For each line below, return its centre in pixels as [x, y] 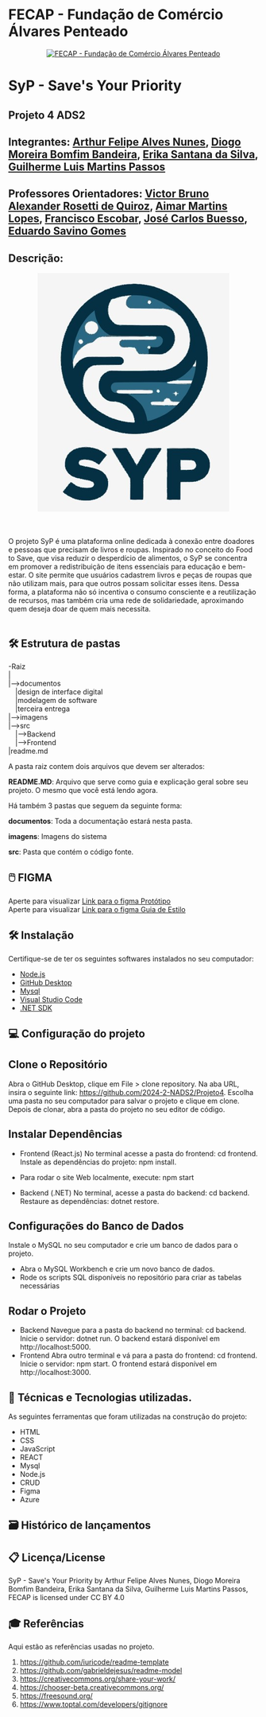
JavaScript [37, 1449]
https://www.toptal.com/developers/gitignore [94, 1704]
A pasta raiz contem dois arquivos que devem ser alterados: [106, 766]
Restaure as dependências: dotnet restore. [89, 1201]
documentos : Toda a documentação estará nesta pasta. [100, 821]
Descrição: [36, 258]
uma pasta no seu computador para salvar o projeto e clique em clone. [124, 1101]
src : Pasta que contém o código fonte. [71, 852]
